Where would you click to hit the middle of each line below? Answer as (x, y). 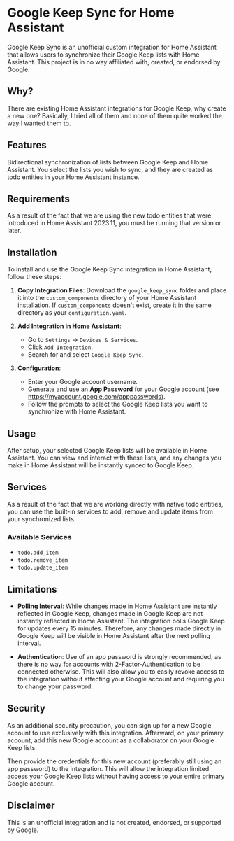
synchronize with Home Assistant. (77, 411)
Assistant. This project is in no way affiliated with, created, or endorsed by (114, 62)
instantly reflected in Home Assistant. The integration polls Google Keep (121, 621)
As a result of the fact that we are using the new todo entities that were (109, 215)
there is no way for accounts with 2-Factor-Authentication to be (109, 664)
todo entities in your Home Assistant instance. (73, 177)
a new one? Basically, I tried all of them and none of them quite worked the (115, 115)
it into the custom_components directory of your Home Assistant (107, 298)
